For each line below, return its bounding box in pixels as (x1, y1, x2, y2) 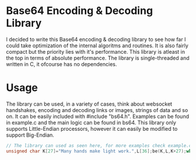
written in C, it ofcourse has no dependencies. (6, 60, 117, 68)
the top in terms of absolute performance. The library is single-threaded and (6, 54, 190, 61)
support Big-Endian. (6, 131, 54, 138)
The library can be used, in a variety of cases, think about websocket (6, 100, 173, 107)
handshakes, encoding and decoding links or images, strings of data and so (6, 106, 188, 113)
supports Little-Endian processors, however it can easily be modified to (6, 125, 178, 132)
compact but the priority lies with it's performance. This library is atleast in (6, 48, 185, 55)
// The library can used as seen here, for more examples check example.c (6, 142, 192, 148)
